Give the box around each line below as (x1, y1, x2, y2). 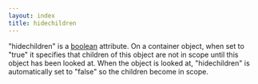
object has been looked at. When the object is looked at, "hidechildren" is (8, 58, 250, 68)
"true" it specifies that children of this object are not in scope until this (8, 50, 239, 59)
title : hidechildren (8, 19, 77, 27)
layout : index (8, 11, 56, 20)
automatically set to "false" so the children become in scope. (8, 66, 209, 76)
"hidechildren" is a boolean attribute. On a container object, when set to (8, 41, 245, 50)
